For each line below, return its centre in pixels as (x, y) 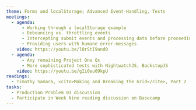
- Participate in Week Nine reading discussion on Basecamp (86, 98)
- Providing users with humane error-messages (79, 44)
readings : (18, 76)
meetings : (18, 17)
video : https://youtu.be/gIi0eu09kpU (62, 71)
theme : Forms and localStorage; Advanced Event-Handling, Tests (86, 11)
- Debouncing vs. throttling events (66, 33)
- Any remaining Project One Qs (61, 60)
